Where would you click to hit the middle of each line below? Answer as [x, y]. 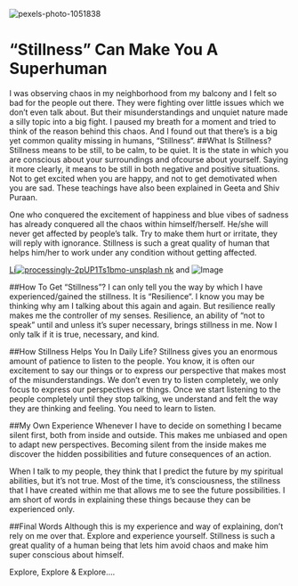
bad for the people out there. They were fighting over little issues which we [147, 102]
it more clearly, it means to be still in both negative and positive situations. [145, 168]
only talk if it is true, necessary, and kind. [85, 334]
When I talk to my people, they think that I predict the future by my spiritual [146, 471]
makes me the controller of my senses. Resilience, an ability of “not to [137, 315]
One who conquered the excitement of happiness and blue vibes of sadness [149, 215]
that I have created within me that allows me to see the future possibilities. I [147, 490]
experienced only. [42, 509]
